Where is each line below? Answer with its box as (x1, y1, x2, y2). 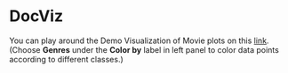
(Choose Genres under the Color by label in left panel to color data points (9, 44, 280, 55)
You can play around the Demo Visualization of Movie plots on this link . (9, 35, 269, 46)
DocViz (9, 6, 64, 26)
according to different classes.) (9, 54, 124, 64)
